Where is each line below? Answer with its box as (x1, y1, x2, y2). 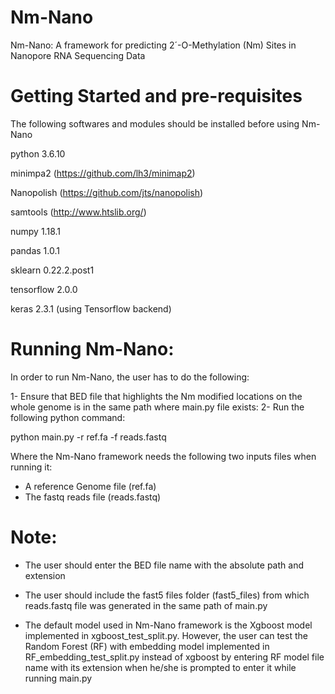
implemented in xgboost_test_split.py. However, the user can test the (24, 629, 308, 641)
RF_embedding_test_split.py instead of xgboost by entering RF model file (24, 651, 325, 663)
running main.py (24, 672, 93, 684)
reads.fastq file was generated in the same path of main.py (24, 599, 268, 611)
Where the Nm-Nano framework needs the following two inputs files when (10, 450, 317, 462)
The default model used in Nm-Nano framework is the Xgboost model (24, 619, 313, 631)
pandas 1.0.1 (10, 244, 60, 256)
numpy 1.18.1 (10, 225, 61, 237)
